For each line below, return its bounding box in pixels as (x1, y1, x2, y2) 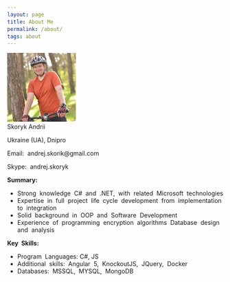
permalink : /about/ (7, 25, 63, 32)
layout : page (7, 11, 45, 18)
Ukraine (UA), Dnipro (7, 136, 67, 144)
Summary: (7, 176, 38, 184)
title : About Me (7, 18, 54, 25)
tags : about (7, 33, 41, 40)
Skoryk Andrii (7, 122, 46, 131)
